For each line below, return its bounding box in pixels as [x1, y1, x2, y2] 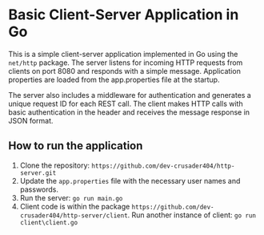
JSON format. [8, 115, 54, 125]
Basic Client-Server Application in [8, 6, 239, 24]
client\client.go [19, 218, 78, 226]
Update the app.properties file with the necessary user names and [19, 176, 241, 185]
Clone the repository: [19, 160, 90, 170]
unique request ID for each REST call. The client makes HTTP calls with [8, 99, 243, 108]
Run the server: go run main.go [19, 192, 123, 202]
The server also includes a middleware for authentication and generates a [8, 90, 252, 99]
